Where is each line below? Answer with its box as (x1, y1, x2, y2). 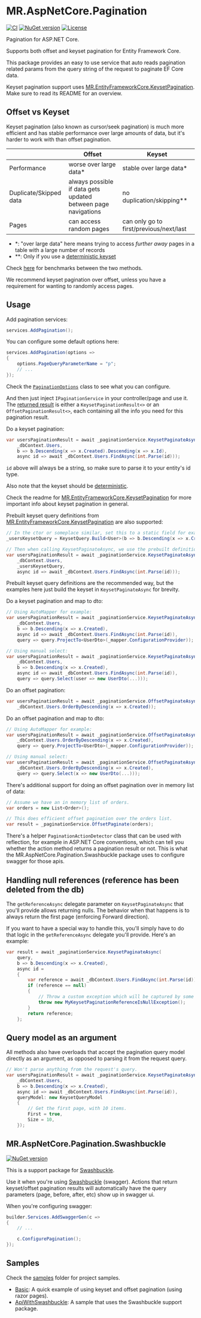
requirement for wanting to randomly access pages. (6, 282, 134, 289)
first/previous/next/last (122, 224, 187, 233)
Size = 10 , (28, 1117, 55, 1123)
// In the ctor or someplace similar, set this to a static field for (6, 530, 186, 536)
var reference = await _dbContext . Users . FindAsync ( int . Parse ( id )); (28, 977, 199, 983)
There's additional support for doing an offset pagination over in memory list (6, 781, 194, 788)
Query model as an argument (6, 1032, 117, 1043)
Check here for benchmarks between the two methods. (6, 264, 143, 271)
